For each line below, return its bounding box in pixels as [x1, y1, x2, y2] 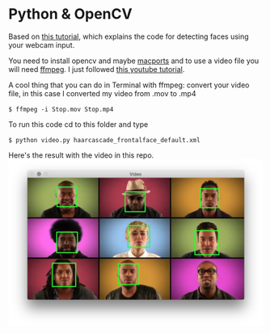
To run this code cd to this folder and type [8, 119, 149, 129]
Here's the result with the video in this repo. [8, 150, 154, 160]
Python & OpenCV [8, 5, 133, 23]
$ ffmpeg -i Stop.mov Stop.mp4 [8, 105, 114, 113]
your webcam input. [8, 40, 75, 49]
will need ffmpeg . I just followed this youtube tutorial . [8, 64, 185, 74]
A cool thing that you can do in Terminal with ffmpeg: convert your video [8, 80, 250, 90]
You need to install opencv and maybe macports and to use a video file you [8, 56, 259, 65]
